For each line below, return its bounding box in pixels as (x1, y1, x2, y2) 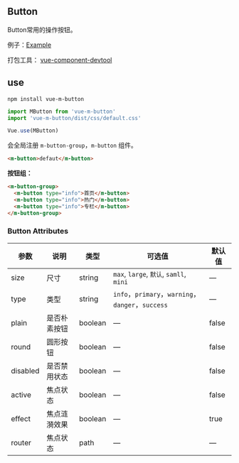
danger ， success (113, 300, 169, 310)
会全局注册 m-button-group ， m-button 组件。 (7, 141, 137, 150)
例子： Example (7, 40, 52, 49)
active (11, 390, 32, 400)
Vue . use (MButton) (7, 127, 59, 134)
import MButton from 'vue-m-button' (7, 108, 116, 115)
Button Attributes (7, 227, 69, 236)
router (11, 437, 32, 447)
